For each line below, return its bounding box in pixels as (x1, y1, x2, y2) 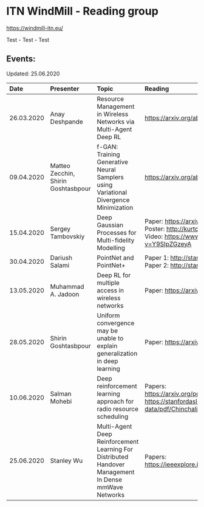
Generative (97, 157, 129, 166)
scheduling (97, 412, 129, 421)
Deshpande (50, 117, 83, 126)
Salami (50, 261, 70, 269)
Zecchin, (50, 169, 75, 178)
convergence (97, 319, 135, 327)
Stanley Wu (50, 456, 83, 464)
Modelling (97, 243, 126, 252)
